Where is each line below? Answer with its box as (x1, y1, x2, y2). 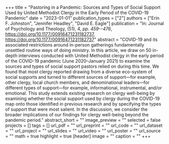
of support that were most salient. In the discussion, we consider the (5, 106, 148, 112)
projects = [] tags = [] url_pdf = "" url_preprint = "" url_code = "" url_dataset (5, 122, 163, 128)
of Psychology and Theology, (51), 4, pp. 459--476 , (5, 26, 112, 32)
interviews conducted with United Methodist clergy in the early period (18, 53, 164, 59)
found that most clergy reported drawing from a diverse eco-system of (5, 69, 153, 75)
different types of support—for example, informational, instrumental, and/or (5, 85, 162, 90)
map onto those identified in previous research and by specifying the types (5, 101, 161, 107)
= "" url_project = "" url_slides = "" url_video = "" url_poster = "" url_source (5, 128, 161, 133)
